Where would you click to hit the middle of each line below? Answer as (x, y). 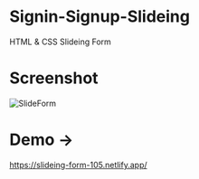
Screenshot (54, 78)
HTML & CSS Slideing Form (60, 42)
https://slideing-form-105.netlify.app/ (78, 165)
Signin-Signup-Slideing (99, 17)
